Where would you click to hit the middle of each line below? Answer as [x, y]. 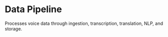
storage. [13, 28]
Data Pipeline [33, 9]
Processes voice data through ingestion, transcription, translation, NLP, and [84, 23]
